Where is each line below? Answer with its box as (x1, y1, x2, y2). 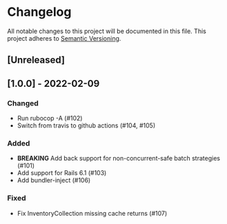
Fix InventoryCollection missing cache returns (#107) (17, 209, 168, 217)
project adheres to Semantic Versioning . (7, 34, 121, 42)
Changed (7, 98, 39, 108)
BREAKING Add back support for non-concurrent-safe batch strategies (17, 154, 221, 163)
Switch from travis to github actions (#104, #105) (17, 121, 156, 130)
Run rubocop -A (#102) (17, 114, 83, 123)
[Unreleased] (7, 54, 66, 66)
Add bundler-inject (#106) (17, 176, 91, 185)
